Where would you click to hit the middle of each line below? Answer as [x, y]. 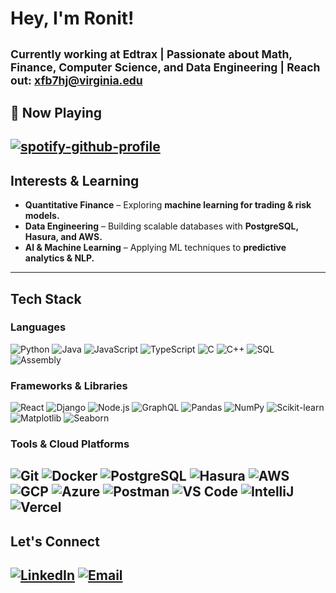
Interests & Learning [75, 180]
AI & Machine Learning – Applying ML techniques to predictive [155, 248]
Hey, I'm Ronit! [72, 18]
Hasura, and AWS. [63, 237]
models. [42, 216]
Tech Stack [46, 298]
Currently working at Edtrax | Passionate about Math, [151, 54]
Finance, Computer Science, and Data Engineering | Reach [165, 67]
